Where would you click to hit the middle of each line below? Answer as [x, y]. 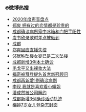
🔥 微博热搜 [17, 7]
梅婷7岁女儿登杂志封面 [35, 105]
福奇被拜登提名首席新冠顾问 [40, 74]
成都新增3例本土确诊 [33, 62]
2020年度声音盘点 [30, 19]
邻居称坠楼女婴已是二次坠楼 [40, 56]
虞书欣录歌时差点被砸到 [36, 38]
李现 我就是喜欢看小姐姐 [36, 87]
